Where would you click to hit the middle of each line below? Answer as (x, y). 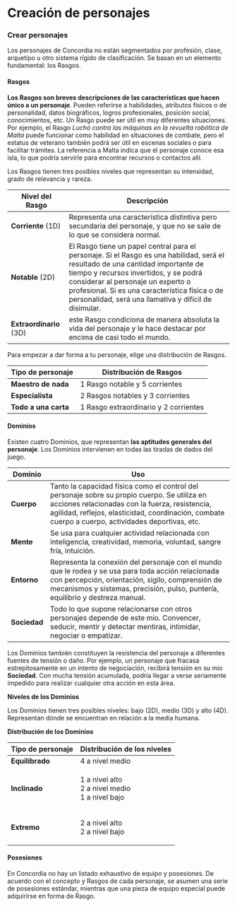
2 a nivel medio (105, 788)
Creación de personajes (79, 13)
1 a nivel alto (101, 779)
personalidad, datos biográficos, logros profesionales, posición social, (109, 112)
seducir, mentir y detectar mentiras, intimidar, (126, 626)
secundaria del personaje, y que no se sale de (145, 226)
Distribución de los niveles (126, 749)
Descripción (147, 201)
